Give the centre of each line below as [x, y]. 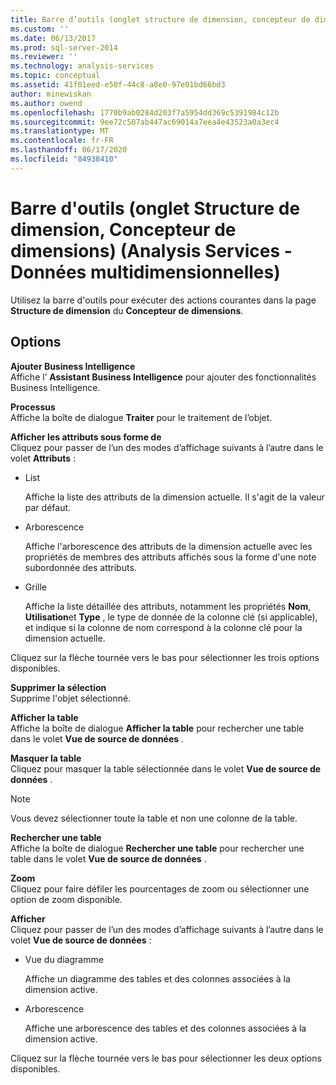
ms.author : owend [46, 103]
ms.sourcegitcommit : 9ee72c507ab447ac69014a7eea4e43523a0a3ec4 [145, 122]
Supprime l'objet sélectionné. [71, 698]
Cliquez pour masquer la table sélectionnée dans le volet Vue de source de [166, 768]
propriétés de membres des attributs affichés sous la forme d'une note [170, 557]
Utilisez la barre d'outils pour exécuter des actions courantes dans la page [163, 300]
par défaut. [48, 507]
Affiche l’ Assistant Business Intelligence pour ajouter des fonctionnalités [163, 377]
